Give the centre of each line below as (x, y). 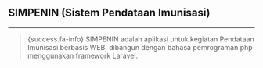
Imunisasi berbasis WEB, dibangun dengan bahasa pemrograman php (140, 47)
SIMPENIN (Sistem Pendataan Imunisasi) (109, 13)
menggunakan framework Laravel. (83, 55)
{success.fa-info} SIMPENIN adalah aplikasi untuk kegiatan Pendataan (141, 39)
